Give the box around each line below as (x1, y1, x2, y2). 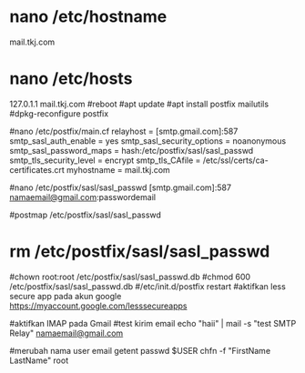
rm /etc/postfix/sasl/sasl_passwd (9, 241, 270, 262)
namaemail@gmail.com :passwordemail (9, 191, 157, 202)
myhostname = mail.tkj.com (66, 164, 170, 175)
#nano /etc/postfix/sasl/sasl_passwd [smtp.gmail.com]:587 (9, 182, 232, 193)
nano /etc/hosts (9, 68, 133, 89)
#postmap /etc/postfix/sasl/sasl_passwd (9, 209, 162, 220)
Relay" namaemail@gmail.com (9, 328, 124, 338)
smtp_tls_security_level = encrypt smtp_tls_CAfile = (9, 155, 201, 166)
